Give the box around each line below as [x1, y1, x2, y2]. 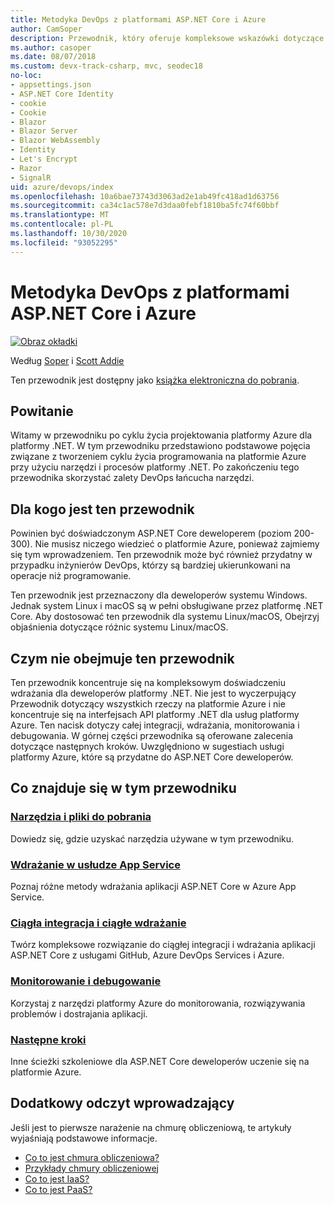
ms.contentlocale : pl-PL [10, 219, 114, 230]
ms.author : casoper [10, 42, 92, 53]
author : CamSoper [10, 24, 83, 34]
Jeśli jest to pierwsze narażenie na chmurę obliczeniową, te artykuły [10, 1121, 292, 1133]
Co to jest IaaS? [24, 1172, 90, 1185]
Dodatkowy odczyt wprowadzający [10, 1095, 235, 1112]
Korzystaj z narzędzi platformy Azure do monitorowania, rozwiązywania [10, 997, 306, 1009]
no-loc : [10, 71, 43, 81]
